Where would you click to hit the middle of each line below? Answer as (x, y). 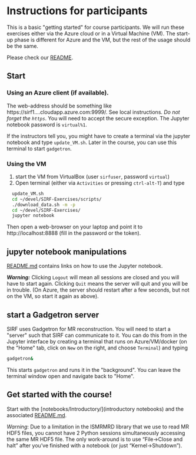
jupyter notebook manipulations (67, 252)
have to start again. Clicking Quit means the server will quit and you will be (97, 284)
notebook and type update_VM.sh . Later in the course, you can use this (92, 142)
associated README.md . (37, 415)
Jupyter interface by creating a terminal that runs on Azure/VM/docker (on (97, 341)
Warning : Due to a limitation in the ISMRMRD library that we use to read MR (98, 427)
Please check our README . (40, 57)
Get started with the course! (59, 395)
